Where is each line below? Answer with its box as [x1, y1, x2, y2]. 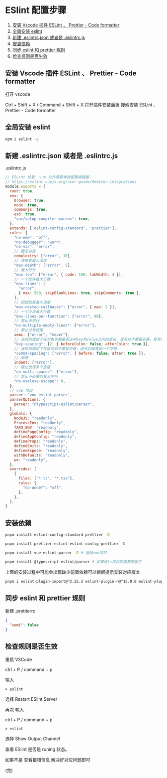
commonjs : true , [14, 207, 48, 212]
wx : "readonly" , [14, 457, 48, 463]
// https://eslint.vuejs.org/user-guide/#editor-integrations [5, 179, 137, 184]
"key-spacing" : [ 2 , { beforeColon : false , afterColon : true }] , [14, 341, 150, 346]
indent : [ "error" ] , [14, 360, 55, 365]
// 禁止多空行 [14, 318, 40, 323]
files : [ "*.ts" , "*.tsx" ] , [18, 476, 75, 481]
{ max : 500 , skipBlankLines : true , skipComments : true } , [18, 291, 141, 296]
